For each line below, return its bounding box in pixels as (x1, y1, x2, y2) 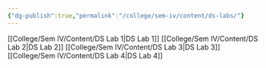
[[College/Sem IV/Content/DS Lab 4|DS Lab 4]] (7, 50, 163, 60)
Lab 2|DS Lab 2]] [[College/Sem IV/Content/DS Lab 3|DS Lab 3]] (7, 42, 221, 52)
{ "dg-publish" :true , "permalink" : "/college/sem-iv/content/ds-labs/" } (7, 11, 245, 20)
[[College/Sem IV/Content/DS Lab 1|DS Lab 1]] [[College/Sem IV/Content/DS (7, 34, 259, 43)
